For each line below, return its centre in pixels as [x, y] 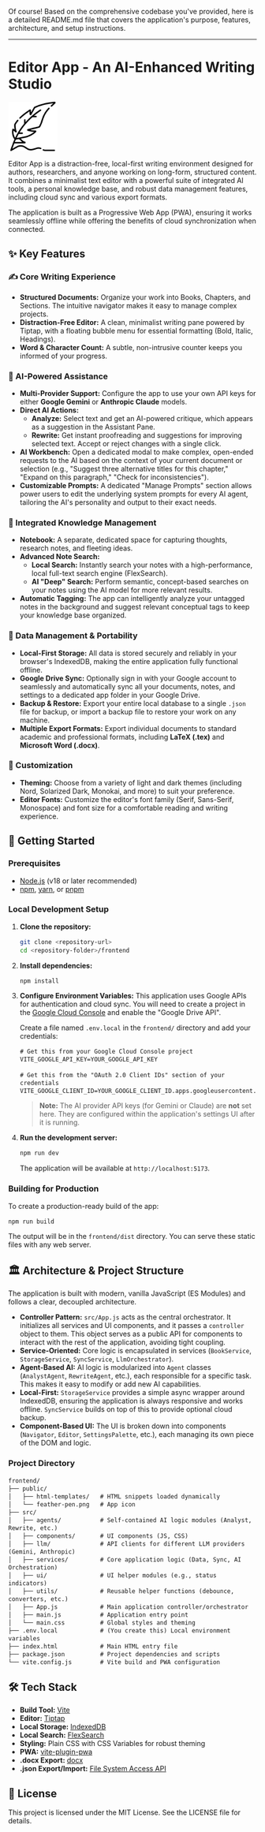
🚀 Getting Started [52, 841]
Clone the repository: [55, 927]
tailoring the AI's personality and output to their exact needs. [118, 502]
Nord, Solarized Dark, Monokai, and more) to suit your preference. [127, 791]
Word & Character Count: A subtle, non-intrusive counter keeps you [131, 347]
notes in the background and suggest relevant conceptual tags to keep [134, 607]
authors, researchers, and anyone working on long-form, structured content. [132, 172]
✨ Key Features [47, 254]
